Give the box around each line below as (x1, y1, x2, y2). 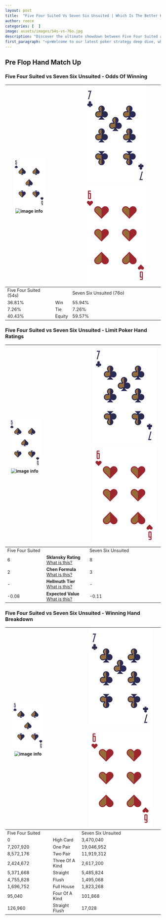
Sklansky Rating (46, 554, 81, 560)
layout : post (5, 8, 32, 13)
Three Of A (52, 858, 76, 864)
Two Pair (52, 851, 71, 857)
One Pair (52, 844, 71, 850)
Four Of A (52, 890, 73, 896)
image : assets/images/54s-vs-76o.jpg (5, 29, 83, 34)
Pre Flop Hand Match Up (5, 58, 82, 67)
